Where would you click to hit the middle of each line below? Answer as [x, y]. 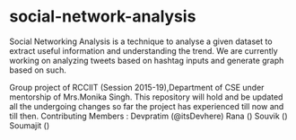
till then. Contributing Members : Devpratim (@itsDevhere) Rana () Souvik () [149, 116]
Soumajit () [30, 125]
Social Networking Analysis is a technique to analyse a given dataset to [141, 41]
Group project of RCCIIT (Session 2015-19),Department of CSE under [137, 87]
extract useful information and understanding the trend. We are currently [144, 50]
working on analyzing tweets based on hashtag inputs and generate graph [147, 60]
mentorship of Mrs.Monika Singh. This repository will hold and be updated [146, 97]
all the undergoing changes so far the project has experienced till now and [147, 106]
